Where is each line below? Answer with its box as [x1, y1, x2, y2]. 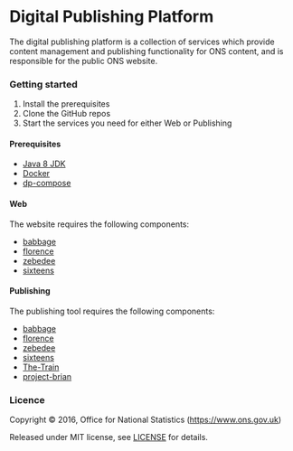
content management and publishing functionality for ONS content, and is [9, 45, 284, 56]
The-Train [22, 362, 60, 372]
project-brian [22, 371, 72, 381]
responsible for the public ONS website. [9, 55, 158, 66]
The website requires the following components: [9, 219, 190, 230]
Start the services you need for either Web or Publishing [22, 117, 232, 128]
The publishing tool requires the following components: [9, 305, 215, 316]
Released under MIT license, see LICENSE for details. [9, 432, 208, 443]
